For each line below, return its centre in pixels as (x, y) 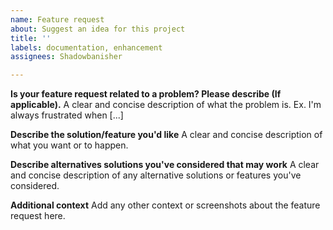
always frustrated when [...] (67, 115)
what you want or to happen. (69, 145)
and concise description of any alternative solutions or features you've (156, 175)
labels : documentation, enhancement (86, 47)
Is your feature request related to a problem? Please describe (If (146, 94)
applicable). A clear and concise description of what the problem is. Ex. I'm (166, 105)
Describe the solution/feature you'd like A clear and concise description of (166, 135)
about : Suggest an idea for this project (98, 29)
